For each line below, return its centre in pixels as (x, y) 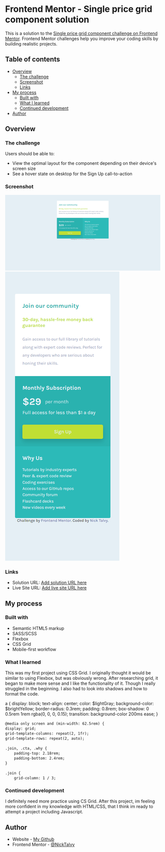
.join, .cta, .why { (26, 749)
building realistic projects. (31, 44)
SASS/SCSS (24, 633)
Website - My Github (33, 839)
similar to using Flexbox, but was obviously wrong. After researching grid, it (82, 678)
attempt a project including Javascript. (44, 812)
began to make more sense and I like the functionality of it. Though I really (80, 683)
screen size (24, 169)
